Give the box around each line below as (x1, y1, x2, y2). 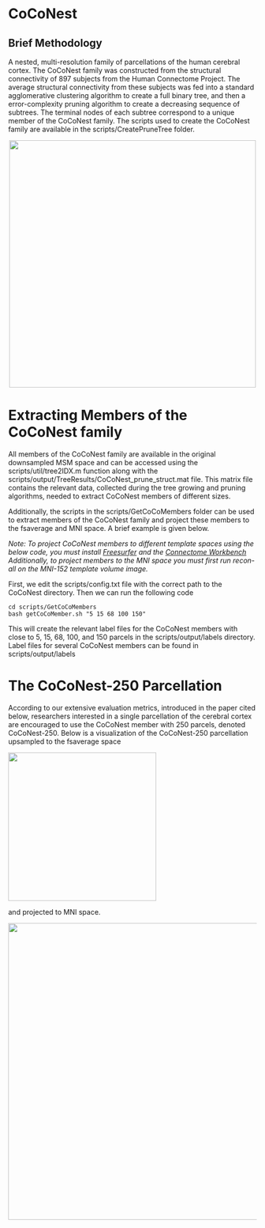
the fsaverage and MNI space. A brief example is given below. (8, 523, 210, 533)
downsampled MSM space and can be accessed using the (8, 457, 199, 467)
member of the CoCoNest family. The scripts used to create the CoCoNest (8, 116, 250, 125)
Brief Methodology (8, 36, 103, 50)
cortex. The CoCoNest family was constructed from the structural (8, 66, 222, 75)
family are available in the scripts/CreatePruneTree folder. (8, 124, 196, 134)
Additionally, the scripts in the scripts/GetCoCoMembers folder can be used (8, 506, 255, 516)
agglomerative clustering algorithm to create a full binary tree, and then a (8, 91, 246, 100)
